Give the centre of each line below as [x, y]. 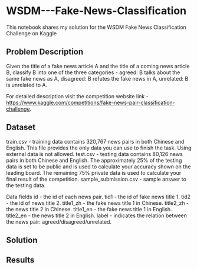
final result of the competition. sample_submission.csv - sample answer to [96, 179]
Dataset [21, 127]
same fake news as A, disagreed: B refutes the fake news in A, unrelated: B [97, 78]
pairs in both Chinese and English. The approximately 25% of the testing [94, 160]
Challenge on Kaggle [32, 33]
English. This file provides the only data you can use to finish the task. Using [99, 148]
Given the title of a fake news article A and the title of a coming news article [98, 66]
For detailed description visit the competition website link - [77, 96]
